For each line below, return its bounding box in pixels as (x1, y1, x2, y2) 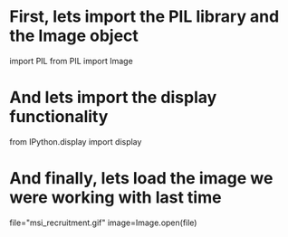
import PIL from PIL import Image (9, 55, 133, 66)
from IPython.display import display (9, 136, 142, 147)
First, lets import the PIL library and (9, 6, 280, 27)
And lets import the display (9, 88, 217, 108)
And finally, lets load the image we (9, 168, 274, 189)
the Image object (9, 25, 139, 46)
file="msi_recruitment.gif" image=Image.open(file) (9, 217, 197, 228)
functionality (9, 107, 109, 128)
